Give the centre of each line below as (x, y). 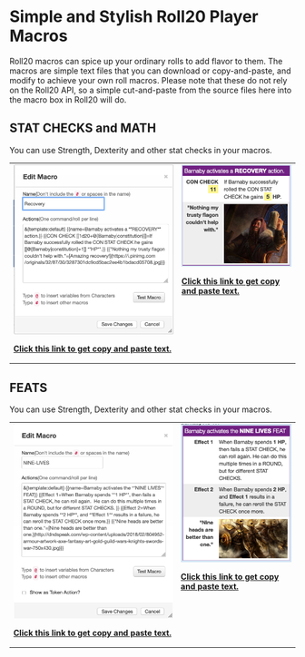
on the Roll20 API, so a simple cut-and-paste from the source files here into (151, 90)
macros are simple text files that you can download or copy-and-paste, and (150, 71)
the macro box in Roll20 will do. (68, 99)
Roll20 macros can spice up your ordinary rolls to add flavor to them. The (146, 61)
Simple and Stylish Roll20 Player (134, 17)
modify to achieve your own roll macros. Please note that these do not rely (148, 80)
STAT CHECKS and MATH (83, 128)
